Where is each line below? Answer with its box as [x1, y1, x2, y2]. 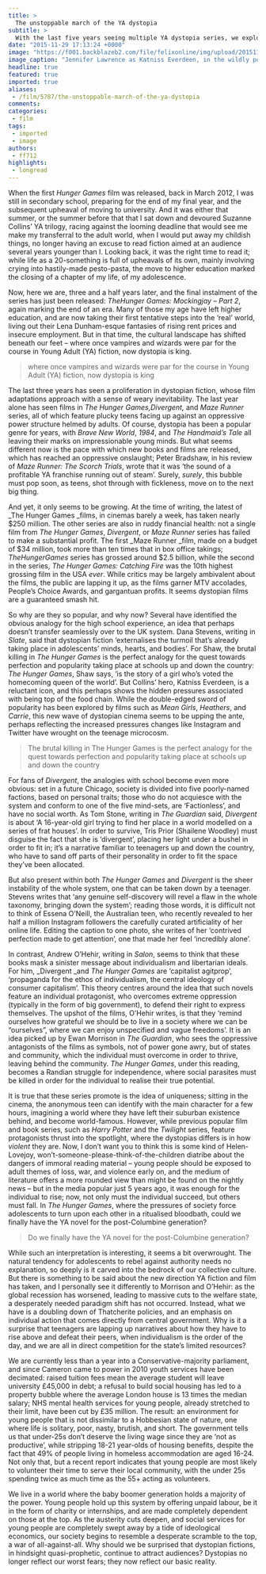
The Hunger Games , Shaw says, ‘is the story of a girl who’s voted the [8, 669, 234, 678]
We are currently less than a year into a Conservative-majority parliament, [8, 1356, 249, 1366]
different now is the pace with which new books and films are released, [8, 445, 241, 454]
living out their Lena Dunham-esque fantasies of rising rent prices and [8, 322, 237, 330]
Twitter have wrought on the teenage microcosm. [8, 728, 169, 737]
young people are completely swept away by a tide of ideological [8, 1523, 221, 1532]
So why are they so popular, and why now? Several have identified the [8, 610, 237, 619]
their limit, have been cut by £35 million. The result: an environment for [8, 1407, 239, 1415]
